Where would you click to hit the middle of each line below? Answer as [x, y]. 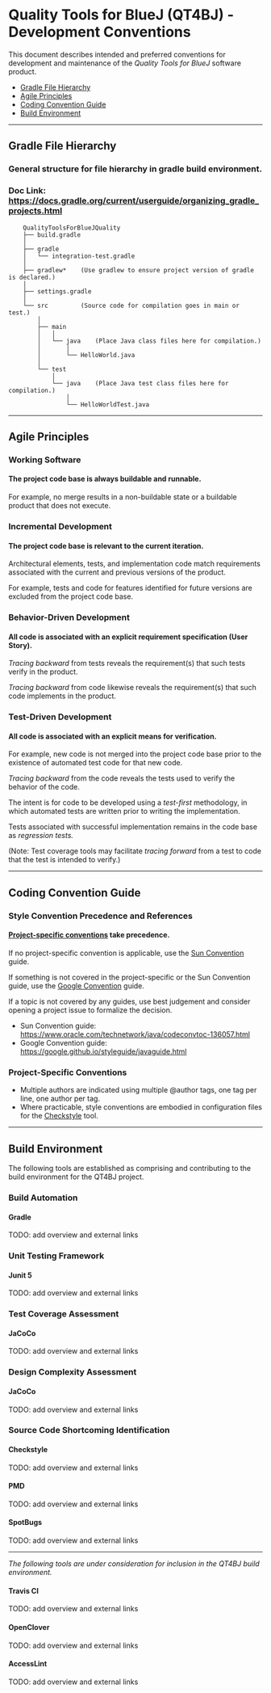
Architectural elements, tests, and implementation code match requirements [134, 564]
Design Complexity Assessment [73, 1372]
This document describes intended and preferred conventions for [117, 54]
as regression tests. [41, 836]
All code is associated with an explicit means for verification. [113, 736]
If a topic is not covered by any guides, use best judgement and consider [129, 1001]
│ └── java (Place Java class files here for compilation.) [150, 341]
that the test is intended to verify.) [65, 860]
